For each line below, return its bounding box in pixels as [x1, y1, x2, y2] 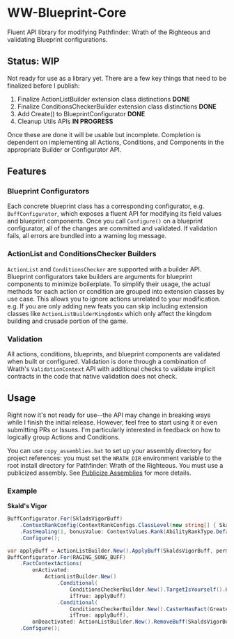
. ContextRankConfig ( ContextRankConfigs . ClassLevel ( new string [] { [19, 522, 217, 529]
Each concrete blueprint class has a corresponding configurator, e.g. [7, 202, 205, 210]
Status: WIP [7, 56, 60, 68]
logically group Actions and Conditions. [7, 433, 120, 441]
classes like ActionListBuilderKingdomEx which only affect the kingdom [7, 309, 212, 317]
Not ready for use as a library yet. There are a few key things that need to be [7, 74, 227, 82]
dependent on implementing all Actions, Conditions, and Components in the [7, 138, 224, 146]
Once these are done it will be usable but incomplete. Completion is [7, 130, 201, 139]
